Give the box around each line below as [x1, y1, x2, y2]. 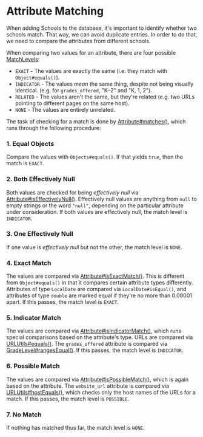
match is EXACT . [6, 160, 44, 167]
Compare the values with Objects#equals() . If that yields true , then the [6, 153, 184, 160]
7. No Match [6, 410, 42, 419]
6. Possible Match [6, 362, 60, 370]
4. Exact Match [6, 258, 52, 267]
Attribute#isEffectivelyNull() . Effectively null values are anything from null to [6, 195, 197, 202]
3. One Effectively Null [6, 230, 74, 238]
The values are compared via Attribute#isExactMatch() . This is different [6, 272, 185, 280]
